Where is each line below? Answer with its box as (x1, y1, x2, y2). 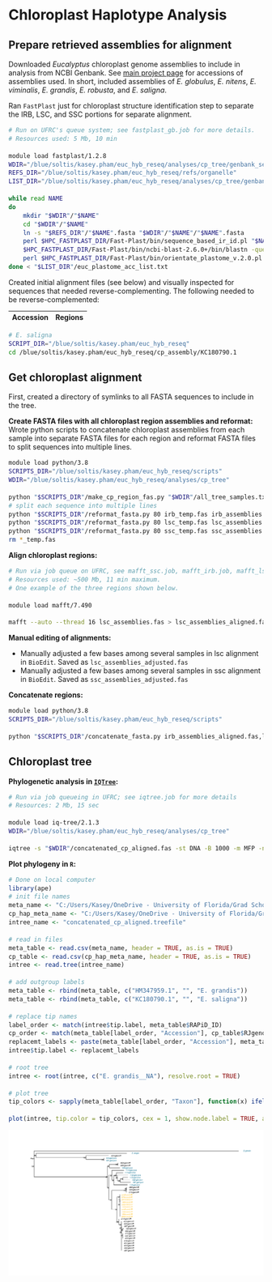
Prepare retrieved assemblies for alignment (8, 38, 232, 52)
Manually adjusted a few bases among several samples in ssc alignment (19, 666, 261, 675)
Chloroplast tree (8, 755, 92, 769)
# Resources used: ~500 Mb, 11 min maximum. (8, 575, 161, 584)
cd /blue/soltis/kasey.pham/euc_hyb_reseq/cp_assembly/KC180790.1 (8, 348, 237, 356)
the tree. (8, 401, 36, 411)
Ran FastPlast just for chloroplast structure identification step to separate (8, 101, 254, 110)
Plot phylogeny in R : (8, 858, 77, 868)
